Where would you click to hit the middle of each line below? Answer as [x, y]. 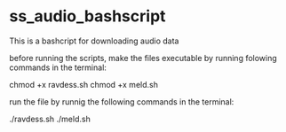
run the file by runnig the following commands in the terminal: [122, 101]
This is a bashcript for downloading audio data [94, 41]
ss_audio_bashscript [87, 16]
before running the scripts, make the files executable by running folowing [143, 58]
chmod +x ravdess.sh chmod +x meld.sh [83, 84]
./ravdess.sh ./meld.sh [50, 119]
